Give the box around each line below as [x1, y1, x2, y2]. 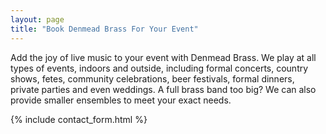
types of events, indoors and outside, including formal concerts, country [10, 62, 309, 74]
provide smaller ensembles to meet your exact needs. [10, 94, 232, 106]
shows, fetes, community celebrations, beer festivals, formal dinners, [10, 72, 295, 85]
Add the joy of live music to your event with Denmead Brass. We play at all [10, 51, 317, 63]
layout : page [10, 14, 65, 25]
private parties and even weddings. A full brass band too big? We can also [10, 83, 317, 95]
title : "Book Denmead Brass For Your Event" [10, 24, 199, 34]
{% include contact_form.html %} [10, 113, 148, 125]
